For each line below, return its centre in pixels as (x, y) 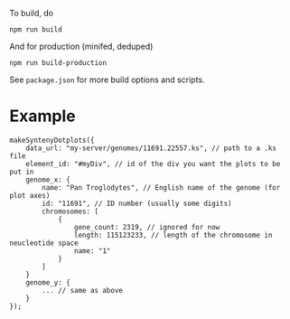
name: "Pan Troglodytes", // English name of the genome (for (161, 188)
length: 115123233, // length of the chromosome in (173, 235)
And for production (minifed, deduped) (81, 46)
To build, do (32, 13)
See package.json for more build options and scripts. (107, 80)
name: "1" (92, 251)
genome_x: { (48, 180)
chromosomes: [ (70, 211)
